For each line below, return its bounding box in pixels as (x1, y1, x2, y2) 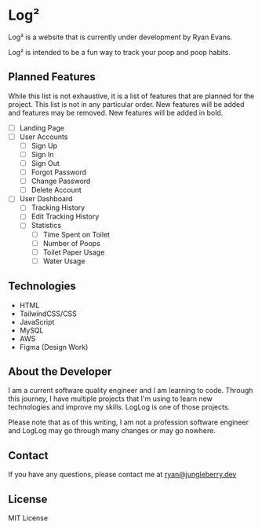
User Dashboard (19, 194, 73, 204)
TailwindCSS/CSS (19, 309, 77, 318)
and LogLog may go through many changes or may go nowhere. (8, 426, 216, 435)
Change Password (31, 176, 91, 186)
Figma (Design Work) (19, 342, 89, 351)
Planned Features (8, 70, 96, 84)
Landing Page (19, 123, 65, 132)
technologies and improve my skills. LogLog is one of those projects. (8, 402, 230, 412)
